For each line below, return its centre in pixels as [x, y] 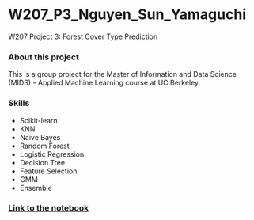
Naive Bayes [40, 137]
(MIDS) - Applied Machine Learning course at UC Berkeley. [104, 83]
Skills [19, 103]
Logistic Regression [52, 154]
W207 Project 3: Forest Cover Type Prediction [83, 36]
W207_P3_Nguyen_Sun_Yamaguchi [127, 15]
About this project [44, 57]
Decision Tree [42, 162]
